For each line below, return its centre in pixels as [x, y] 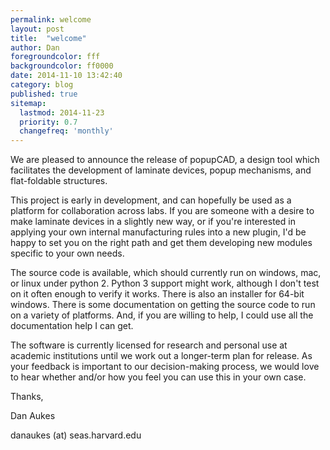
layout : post [37, 29]
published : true [44, 94]
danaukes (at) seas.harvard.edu [76, 435]
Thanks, [27, 397]
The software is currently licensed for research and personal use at [149, 345]
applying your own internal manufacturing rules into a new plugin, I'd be [158, 232]
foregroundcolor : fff [55, 57]
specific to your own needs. [67, 253]
